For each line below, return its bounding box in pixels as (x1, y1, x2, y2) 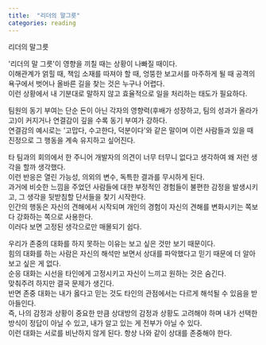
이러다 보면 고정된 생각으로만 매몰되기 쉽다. (8, 222, 142, 231)
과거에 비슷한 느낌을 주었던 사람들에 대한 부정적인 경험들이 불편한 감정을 (8, 182, 231, 192)
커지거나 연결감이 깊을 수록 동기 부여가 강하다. (25, 115, 168, 125)
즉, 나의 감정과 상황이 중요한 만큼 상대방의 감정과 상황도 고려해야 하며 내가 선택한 (8, 308, 258, 318)
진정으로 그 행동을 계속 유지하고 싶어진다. (8, 135, 136, 145)
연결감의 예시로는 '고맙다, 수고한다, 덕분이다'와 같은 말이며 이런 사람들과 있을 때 (8, 125, 254, 135)
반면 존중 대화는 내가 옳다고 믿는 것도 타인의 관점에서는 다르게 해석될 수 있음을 (8, 288, 250, 298)
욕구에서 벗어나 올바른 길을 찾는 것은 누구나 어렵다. (8, 79, 165, 88)
